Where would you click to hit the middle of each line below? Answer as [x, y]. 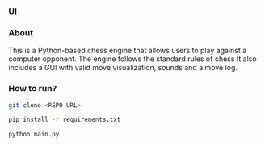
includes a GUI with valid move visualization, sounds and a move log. [123, 68]
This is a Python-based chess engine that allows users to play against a [128, 51]
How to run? [33, 89]
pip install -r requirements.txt [65, 120]
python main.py [34, 135]
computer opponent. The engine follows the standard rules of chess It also [132, 59]
